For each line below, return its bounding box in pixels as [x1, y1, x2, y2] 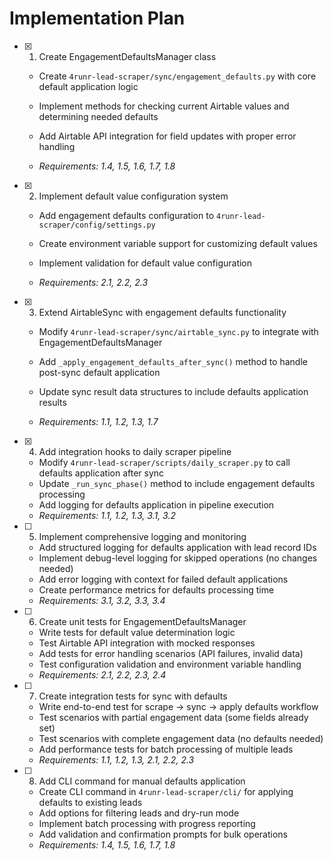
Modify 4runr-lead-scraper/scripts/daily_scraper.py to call [38, 456, 291, 468]
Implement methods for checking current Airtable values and [38, 100, 290, 112]
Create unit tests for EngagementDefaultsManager [38, 615, 247, 627]
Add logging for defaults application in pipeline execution [38, 498, 275, 511]
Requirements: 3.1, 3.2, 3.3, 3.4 [38, 594, 166, 606]
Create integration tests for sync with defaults [38, 690, 228, 702]
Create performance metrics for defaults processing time [38, 583, 275, 596]
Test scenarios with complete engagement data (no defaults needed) [38, 732, 324, 744]
